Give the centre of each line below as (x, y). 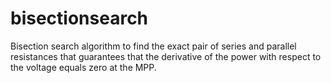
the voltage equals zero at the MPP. (83, 67)
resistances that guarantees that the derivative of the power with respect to (166, 56)
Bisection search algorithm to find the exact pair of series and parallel (153, 46)
